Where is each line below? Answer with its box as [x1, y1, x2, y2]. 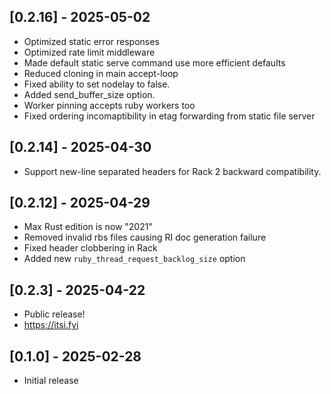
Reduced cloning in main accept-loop [23, 67, 179, 79]
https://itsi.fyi [23, 319, 79, 331]
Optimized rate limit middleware [23, 46, 156, 58]
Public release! [23, 308, 86, 320]
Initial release [23, 375, 79, 387]
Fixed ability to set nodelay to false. [23, 78, 171, 90]
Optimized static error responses [23, 35, 160, 47]
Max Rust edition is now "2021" [23, 221, 153, 233]
